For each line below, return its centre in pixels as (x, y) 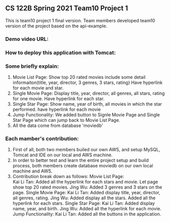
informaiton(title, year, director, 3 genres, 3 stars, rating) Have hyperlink (88, 82)
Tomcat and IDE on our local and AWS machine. (62, 155)
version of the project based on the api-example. (56, 26)
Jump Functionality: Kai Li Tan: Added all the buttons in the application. (87, 214)
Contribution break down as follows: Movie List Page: (68, 176)
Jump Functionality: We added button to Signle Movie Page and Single (86, 115)
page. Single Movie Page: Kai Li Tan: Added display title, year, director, (87, 193)
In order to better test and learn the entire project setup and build (80, 160)
